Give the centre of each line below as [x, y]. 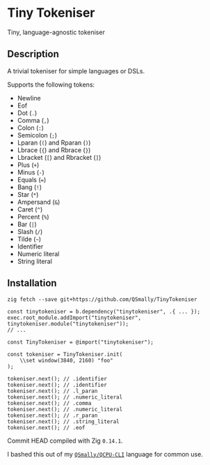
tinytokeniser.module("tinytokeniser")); [68, 324]
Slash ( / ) [30, 231]
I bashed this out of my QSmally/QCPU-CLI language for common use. [105, 454]
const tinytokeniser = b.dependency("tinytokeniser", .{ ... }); [104, 311]
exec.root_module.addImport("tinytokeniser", [74, 318]
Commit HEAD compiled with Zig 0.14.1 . [65, 441]
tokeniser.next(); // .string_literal [63, 421]
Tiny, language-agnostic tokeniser [56, 32]
